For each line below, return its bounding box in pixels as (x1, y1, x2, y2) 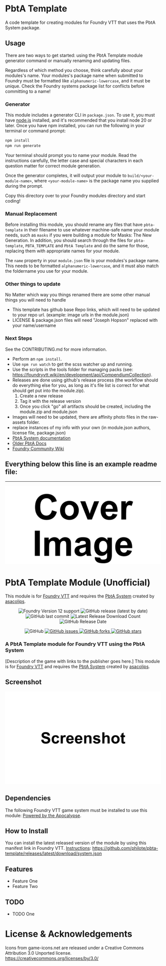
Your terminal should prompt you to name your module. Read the (5, 152, 137, 158)
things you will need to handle (5, 297, 66, 303)
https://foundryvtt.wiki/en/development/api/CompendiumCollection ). (12, 372, 153, 377)
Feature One (12, 878, 38, 884)
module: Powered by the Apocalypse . (5, 813, 82, 818)
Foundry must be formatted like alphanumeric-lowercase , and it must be (5, 77, 151, 83)
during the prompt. (5, 183, 43, 189)
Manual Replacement (5, 210, 57, 217)
